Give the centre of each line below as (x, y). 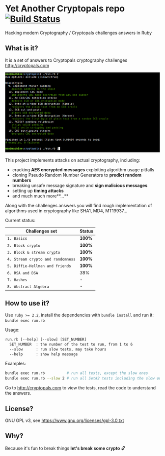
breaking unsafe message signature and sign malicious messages (80, 185)
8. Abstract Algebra (28, 287)
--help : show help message (44, 354)
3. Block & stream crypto (34, 252)
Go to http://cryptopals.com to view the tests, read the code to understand (81, 388)
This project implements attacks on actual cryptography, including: (73, 160)
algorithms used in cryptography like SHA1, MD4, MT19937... (66, 211)
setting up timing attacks (38, 190)
